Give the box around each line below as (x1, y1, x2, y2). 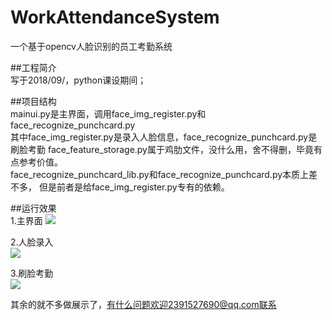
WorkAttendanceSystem (10, 6, 220, 29)
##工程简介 (10, 61, 57, 73)
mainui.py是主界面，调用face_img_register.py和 (10, 107, 207, 120)
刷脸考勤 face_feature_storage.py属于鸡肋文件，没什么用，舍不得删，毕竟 (10, 143, 314, 155)
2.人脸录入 (10, 236, 54, 248)
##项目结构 (10, 95, 57, 107)
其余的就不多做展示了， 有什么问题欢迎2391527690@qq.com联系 (10, 298, 277, 310)
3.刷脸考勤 (10, 267, 54, 279)
